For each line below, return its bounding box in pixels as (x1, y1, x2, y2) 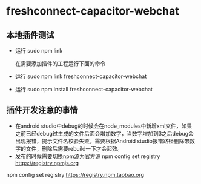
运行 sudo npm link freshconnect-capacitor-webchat (15, 73, 147, 80)
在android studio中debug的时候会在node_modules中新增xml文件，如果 (15, 122, 193, 130)
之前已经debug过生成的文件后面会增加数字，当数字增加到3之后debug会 (15, 130, 194, 137)
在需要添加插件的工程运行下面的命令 (15, 60, 106, 67)
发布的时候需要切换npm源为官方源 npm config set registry (15, 153, 160, 160)
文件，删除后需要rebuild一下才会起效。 (25, 145, 123, 152)
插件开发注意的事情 (6, 105, 78, 116)
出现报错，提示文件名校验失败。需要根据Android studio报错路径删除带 (15, 137, 190, 145)
